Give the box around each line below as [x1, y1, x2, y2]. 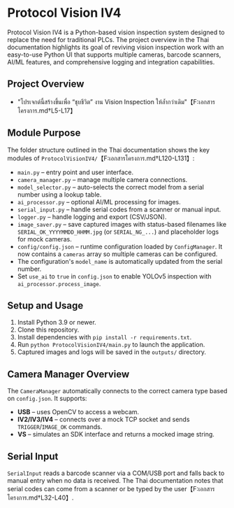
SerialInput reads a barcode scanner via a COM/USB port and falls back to [7, 469, 225, 477]
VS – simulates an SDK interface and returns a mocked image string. [17, 430, 215, 439]
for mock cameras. [17, 234, 72, 243]
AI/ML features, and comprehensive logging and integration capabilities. [7, 57, 215, 66]
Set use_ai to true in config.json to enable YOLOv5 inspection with [17, 271, 212, 281]
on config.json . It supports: [7, 394, 87, 403]
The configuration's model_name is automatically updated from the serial [17, 257, 223, 265]
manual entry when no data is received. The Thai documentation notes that [7, 477, 224, 484]
